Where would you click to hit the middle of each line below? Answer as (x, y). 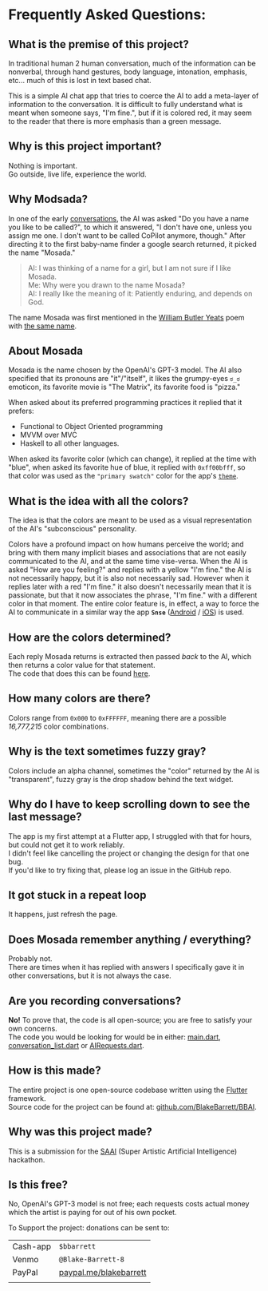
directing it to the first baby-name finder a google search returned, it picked (132, 244)
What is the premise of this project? (99, 44)
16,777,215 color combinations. (59, 726)
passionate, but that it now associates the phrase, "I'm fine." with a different (133, 595)
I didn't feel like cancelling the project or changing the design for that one (129, 853)
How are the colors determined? (90, 637)
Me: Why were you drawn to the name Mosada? (106, 284)
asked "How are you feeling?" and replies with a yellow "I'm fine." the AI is (130, 570)
